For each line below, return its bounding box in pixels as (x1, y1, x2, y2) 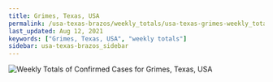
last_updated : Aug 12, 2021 (8, 27, 104, 35)
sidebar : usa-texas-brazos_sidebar (8, 42, 129, 50)
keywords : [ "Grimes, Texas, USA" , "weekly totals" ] (8, 34, 187, 43)
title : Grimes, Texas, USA (8, 11, 100, 20)
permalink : (8, 19, 45, 28)
